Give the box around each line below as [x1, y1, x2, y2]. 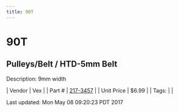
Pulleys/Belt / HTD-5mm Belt [6, 59, 118, 70]
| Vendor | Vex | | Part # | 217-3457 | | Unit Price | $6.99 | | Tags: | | [6, 87, 174, 94]
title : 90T [6, 8, 34, 15]
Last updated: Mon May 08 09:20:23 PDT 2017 [6, 98, 123, 106]
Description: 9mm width [6, 75, 67, 82]
